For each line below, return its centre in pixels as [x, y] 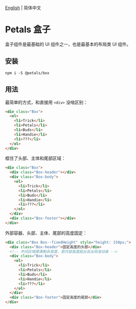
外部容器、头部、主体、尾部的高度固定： [46, 233]
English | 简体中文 [23, 8]
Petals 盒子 [28, 30]
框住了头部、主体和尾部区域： [35, 158]
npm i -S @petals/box [27, 73]
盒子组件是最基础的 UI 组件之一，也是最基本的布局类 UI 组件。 [68, 44]
